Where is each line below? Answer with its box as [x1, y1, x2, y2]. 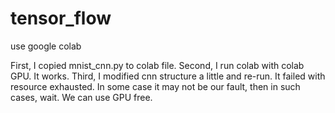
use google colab [10, 40, 82, 52]
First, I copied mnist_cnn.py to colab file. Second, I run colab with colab [10, 59, 305, 71]
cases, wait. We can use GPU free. [10, 91, 153, 103]
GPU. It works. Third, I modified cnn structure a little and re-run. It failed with [10, 70, 326, 82]
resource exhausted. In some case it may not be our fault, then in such [10, 80, 301, 92]
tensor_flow [10, 7, 112, 30]
